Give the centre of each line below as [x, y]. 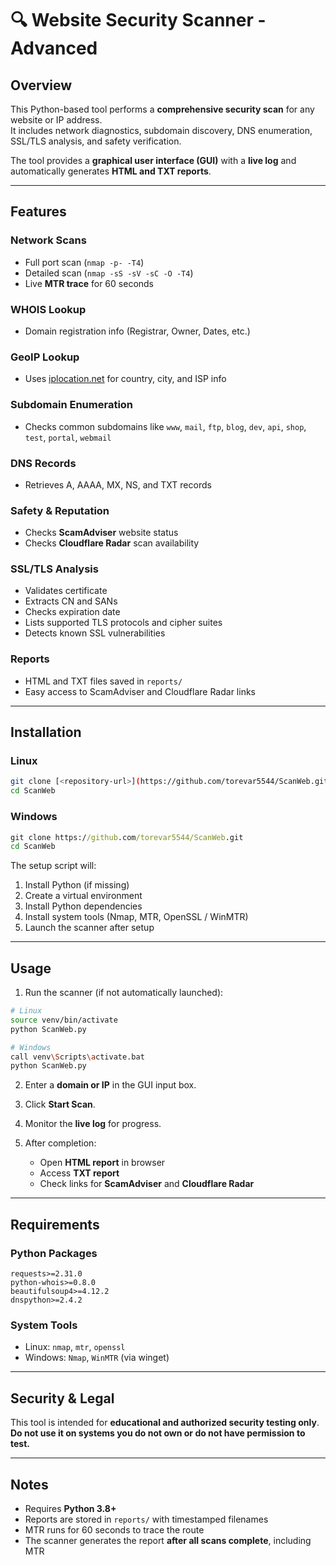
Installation [46, 732]
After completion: [60, 1143]
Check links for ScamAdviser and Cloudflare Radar [147, 1184]
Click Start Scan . [60, 1104]
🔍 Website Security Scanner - [138, 20]
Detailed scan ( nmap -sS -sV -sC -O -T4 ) [109, 273]
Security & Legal [62, 1398]
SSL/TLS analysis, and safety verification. [96, 141]
